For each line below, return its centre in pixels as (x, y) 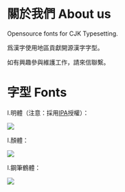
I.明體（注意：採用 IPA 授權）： (48, 112)
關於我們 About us (59, 14)
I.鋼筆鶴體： (24, 167)
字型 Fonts (37, 93)
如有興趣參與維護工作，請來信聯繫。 (58, 62)
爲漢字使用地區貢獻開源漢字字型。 (55, 47)
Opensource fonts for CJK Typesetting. (62, 33)
